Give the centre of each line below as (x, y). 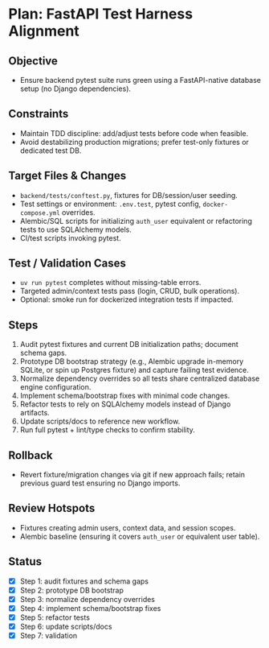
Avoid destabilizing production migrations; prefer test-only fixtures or (134, 142)
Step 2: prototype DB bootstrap (72, 590)
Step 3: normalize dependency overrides (87, 599)
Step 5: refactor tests (55, 617)
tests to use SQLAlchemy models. (76, 229)
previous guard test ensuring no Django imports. (100, 483)
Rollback (31, 455)
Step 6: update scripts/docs (66, 626)
